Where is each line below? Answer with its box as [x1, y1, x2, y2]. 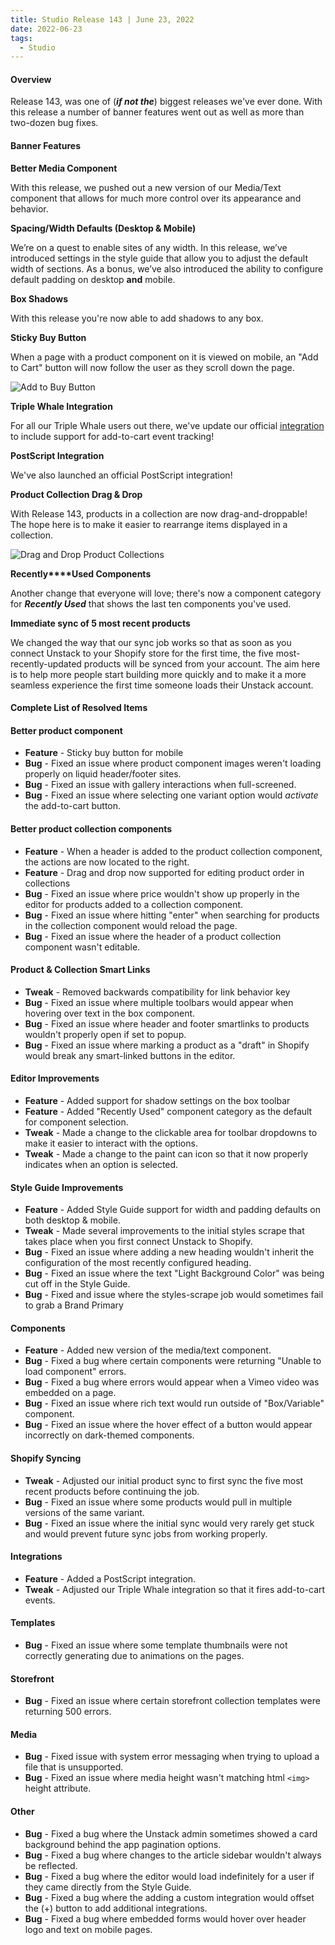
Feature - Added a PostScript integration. [24, 1572, 197, 1585]
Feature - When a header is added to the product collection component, [24, 845, 323, 857]
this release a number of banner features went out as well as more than [10, 106, 305, 118]
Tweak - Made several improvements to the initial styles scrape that [24, 1225, 305, 1237]
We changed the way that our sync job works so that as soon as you [10, 636, 292, 648]
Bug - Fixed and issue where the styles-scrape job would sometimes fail [24, 1289, 324, 1301]
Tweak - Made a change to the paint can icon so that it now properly [24, 1148, 309, 1160]
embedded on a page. [24, 1387, 117, 1399]
